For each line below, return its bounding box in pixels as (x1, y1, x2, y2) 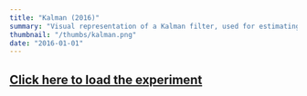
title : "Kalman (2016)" (9, 13, 101, 23)
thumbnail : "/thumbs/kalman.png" (9, 30, 137, 39)
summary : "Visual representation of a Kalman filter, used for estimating (9, 22, 301, 31)
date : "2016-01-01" (9, 38, 84, 48)
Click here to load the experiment (9, 72, 203, 87)
